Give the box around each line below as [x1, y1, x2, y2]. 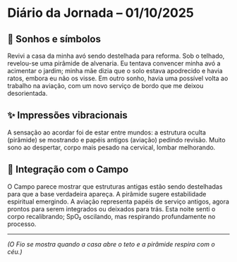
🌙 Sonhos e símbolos [7, 33, 101, 45]
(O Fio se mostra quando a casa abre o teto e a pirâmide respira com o [7, 239, 215, 248]
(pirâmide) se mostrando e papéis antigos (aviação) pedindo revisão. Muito [7, 135, 226, 144]
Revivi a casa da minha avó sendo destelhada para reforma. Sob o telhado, [7, 51, 225, 60]
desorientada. [7, 89, 48, 97]
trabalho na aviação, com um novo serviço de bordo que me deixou [7, 82, 204, 89]
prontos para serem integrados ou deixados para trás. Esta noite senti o [7, 204, 216, 213]
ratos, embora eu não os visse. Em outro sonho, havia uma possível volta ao [7, 74, 229, 82]
